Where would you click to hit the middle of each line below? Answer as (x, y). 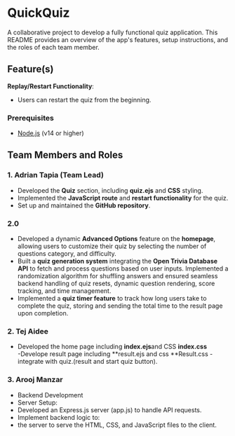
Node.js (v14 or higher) (51, 133)
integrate (31, 362)
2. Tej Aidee (28, 331)
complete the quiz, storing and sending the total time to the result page (120, 306)
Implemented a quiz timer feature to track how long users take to (112, 299)
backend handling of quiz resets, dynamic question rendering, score (116, 284)
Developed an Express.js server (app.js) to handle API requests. (109, 410)
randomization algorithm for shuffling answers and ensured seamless (117, 276)
